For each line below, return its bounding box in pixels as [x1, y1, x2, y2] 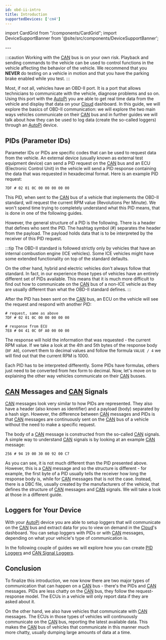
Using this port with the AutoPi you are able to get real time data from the [5, 96, 154, 102]
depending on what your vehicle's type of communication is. [5, 535, 128, 541]
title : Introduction [5, 12, 48, 17]
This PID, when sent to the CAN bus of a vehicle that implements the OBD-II [5, 194, 159, 200]
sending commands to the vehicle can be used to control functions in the [5, 60, 154, 66]
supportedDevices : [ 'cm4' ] [5, 16, 61, 21]
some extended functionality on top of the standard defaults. [5, 256, 129, 262]
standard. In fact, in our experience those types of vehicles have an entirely [5, 271, 159, 277]
